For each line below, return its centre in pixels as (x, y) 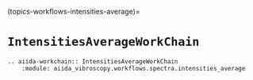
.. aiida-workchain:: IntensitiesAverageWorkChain (93, 61)
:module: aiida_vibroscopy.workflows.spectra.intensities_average (134, 68)
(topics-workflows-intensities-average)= (74, 11)
